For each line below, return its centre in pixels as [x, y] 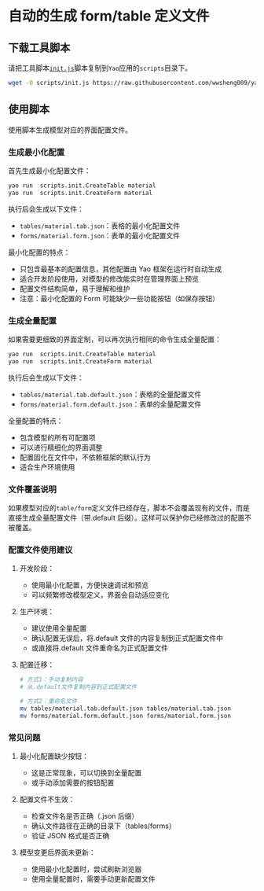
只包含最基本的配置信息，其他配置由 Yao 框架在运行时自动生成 [121, 269]
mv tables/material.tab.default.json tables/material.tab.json [125, 709]
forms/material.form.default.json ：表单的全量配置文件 [110, 404]
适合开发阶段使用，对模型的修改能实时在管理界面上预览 [109, 278]
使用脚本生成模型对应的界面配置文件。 [70, 130]
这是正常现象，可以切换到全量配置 [86, 773]
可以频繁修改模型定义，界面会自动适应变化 [100, 595]
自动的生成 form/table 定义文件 [109, 16]
